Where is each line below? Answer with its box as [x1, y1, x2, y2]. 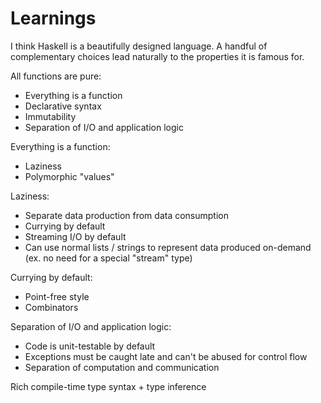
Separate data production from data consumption [24, 209, 229, 221]
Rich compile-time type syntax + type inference [10, 380, 207, 392]
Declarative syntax [24, 100, 102, 112]
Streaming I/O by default [24, 230, 127, 242]
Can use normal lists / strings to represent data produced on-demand [24, 241, 312, 253]
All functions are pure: [10, 70, 102, 82]
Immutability [24, 110, 77, 122]
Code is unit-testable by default [24, 340, 156, 352]
